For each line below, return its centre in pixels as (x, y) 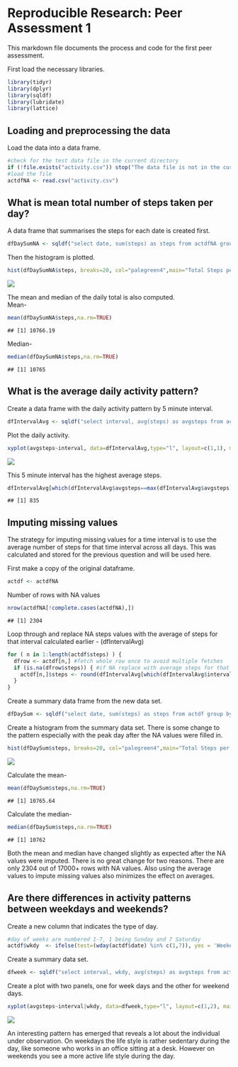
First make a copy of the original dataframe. (71, 569)
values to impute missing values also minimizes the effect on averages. (111, 875)
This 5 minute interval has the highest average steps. (85, 475)
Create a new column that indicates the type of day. (83, 926)
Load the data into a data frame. (54, 148)
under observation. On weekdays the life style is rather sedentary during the (119, 1041)
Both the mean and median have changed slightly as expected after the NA (117, 853)
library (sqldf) (30, 95)
